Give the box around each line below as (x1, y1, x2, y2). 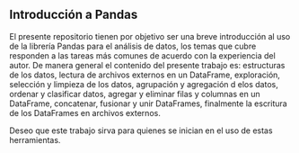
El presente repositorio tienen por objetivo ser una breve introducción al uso (9, 31, 291, 41)
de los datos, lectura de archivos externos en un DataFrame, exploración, (9, 69, 281, 80)
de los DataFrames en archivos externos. (9, 107, 162, 118)
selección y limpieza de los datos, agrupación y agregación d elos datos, (9, 78, 278, 89)
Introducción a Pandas (9, 7, 138, 22)
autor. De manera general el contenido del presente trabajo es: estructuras (9, 59, 286, 70)
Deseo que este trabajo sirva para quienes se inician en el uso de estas (9, 125, 273, 136)
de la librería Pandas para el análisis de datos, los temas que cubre (9, 40, 257, 51)
